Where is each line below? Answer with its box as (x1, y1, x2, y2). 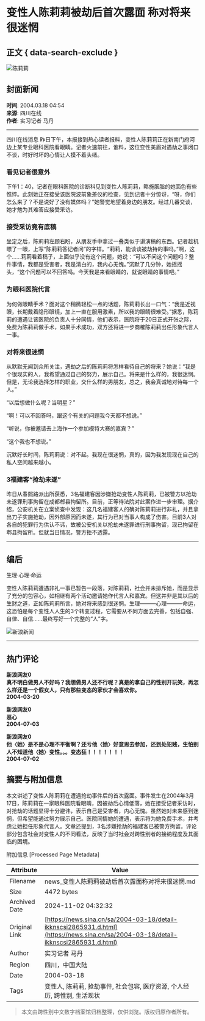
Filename (9, 876, 36, 885)
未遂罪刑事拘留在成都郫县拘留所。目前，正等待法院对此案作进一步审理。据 (6, 498, 193, 505)
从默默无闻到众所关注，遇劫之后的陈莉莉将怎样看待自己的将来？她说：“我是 (6, 363, 196, 370)
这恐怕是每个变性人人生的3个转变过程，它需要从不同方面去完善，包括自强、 (6, 608, 197, 615)
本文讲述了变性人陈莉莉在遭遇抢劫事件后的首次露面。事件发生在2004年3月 (6, 791, 194, 799)
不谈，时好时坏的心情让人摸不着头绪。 (6, 151, 103, 158)
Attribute (10, 865, 38, 874)
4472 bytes (45, 887, 78, 896)
